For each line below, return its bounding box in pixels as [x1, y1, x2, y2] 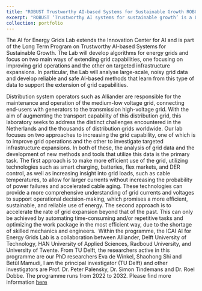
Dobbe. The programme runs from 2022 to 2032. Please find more [6, 272, 171, 280]
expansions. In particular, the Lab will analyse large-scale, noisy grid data [6, 69, 188, 76]
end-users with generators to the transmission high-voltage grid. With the [6, 106, 189, 113]
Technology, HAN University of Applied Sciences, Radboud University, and [6, 240, 191, 248]
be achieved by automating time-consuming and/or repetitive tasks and [6, 214, 183, 222]
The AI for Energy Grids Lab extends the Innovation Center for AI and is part [6, 37, 194, 44]
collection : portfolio [6, 20, 63, 26]
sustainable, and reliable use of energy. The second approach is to [6, 202, 171, 209]
